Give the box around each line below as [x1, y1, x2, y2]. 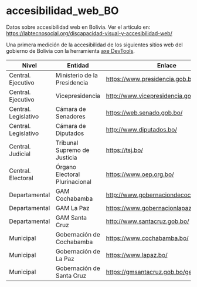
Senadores [55, 112, 86, 120]
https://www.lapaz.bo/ [106, 251, 168, 259]
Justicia [55, 153, 77, 161]
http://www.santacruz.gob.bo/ [106, 217, 189, 225]
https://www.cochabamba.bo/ [106, 234, 189, 242]
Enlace [157, 61, 177, 69]
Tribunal [55, 139, 79, 147]
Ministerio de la [55, 71, 98, 79]
